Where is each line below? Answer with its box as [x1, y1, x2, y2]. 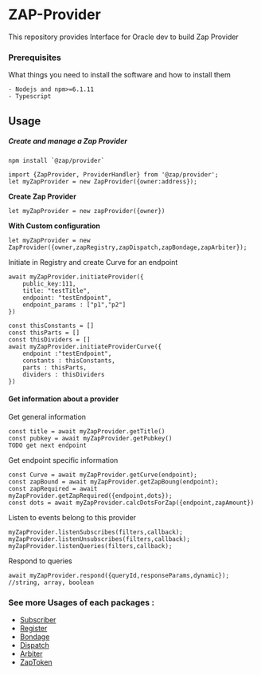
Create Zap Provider [8, 191, 77, 201]
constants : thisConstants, [22, 357, 115, 365]
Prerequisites [8, 52, 61, 63]
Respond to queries [8, 556, 73, 566]
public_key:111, [22, 279, 77, 288]
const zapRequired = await [8, 484, 98, 492]
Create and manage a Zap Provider [8, 136, 127, 146]
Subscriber [19, 615, 56, 625]
